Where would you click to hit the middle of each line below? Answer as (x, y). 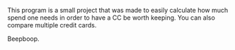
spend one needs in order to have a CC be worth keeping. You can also (111, 18)
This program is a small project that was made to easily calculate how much (118, 10)
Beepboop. (24, 39)
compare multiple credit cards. (52, 25)
